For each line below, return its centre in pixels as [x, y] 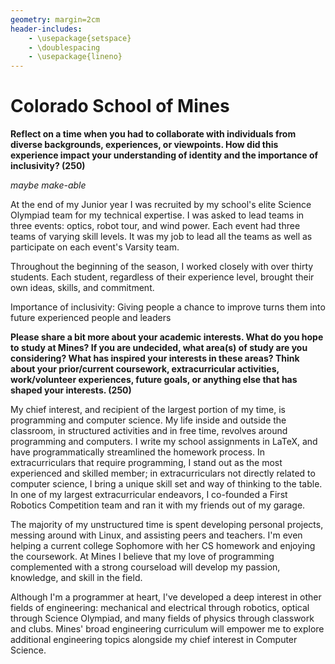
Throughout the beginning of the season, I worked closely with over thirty [162, 267]
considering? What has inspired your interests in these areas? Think [155, 358]
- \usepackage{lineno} [75, 57]
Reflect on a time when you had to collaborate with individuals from [153, 134]
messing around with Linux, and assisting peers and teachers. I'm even [156, 535]
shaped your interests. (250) [71, 390]
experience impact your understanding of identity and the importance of [164, 155]
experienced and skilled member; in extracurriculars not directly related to [163, 473]
